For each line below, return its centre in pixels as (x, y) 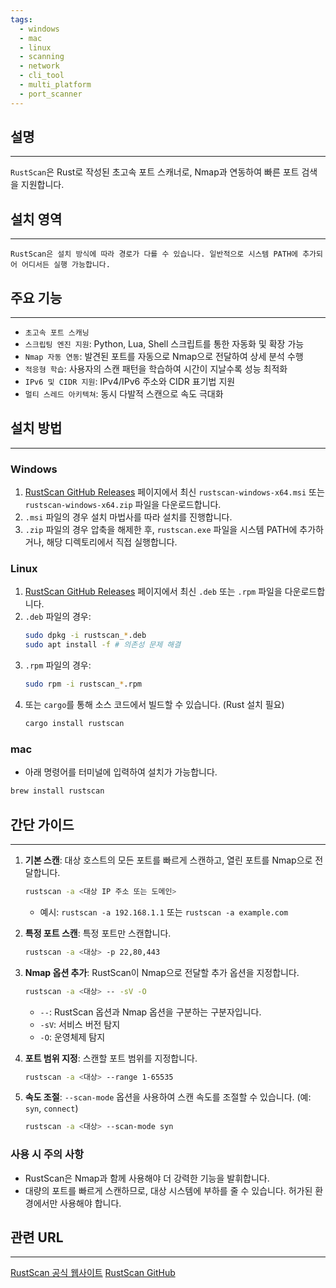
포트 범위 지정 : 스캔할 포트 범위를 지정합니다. (111, 1058)
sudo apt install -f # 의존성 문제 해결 (103, 645)
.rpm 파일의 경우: (58, 665)
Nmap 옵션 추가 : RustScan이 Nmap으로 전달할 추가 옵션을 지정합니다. (162, 972)
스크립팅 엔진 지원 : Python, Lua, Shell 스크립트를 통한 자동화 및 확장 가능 (164, 344)
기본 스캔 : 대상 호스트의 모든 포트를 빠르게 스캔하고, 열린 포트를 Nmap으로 (168, 860)
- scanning (42, 57)
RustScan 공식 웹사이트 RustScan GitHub (93, 1273)
